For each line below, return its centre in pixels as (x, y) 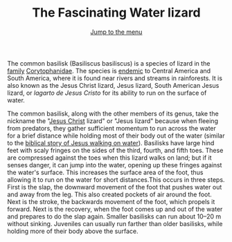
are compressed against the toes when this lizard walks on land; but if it (110, 158)
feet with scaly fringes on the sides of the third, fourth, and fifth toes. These (115, 150)
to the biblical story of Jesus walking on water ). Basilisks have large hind (111, 142)
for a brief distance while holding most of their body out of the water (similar (116, 136)
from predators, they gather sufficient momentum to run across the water (112, 128)
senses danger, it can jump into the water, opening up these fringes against (115, 165)
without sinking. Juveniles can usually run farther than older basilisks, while (115, 223)
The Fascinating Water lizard (116, 13)
